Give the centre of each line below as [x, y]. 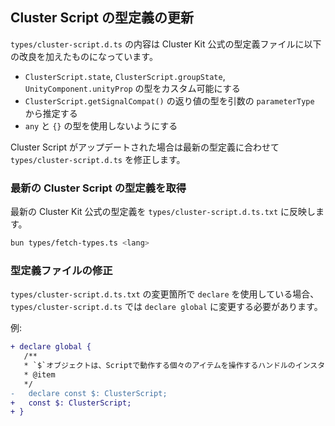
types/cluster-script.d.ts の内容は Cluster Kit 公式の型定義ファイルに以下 [166, 44]
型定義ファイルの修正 [61, 270]
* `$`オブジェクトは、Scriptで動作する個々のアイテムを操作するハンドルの [159, 366]
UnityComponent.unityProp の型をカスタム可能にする [132, 88]
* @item [39, 374]
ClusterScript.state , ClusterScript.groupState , [125, 76]
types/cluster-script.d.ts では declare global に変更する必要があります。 [166, 307]
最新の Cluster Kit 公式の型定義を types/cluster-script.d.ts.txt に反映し [163, 212]
